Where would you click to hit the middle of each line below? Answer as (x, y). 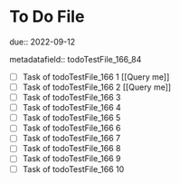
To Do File (47, 17)
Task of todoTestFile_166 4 (72, 108)
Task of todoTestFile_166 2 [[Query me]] (97, 87)
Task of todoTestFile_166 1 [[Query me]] (96, 77)
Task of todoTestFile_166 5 (71, 118)
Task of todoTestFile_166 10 (73, 169)
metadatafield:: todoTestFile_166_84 (76, 59)
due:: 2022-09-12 (43, 42)
